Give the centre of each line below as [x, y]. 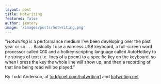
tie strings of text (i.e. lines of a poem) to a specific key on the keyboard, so [80, 57]
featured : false [21, 18]
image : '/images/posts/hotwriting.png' [45, 28]
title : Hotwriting [24, 14]
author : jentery [21, 23]
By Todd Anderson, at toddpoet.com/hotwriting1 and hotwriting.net [72, 77]
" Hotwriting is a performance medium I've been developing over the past [78, 41]
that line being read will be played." [40, 67]
